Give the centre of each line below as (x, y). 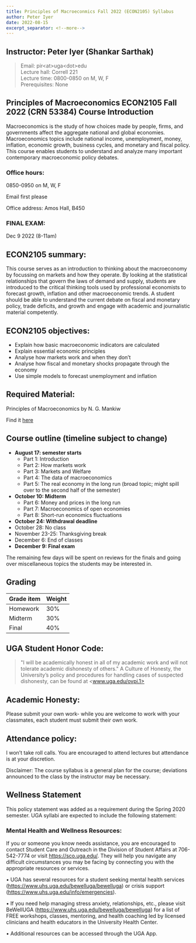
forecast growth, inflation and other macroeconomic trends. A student (90, 293)
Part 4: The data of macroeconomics (68, 477)
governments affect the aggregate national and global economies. (86, 132)
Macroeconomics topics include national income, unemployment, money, (94, 138)
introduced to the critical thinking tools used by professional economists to (96, 288)
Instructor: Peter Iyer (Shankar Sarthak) (80, 51)
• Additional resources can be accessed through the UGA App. (82, 934)
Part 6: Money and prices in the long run (72, 502)
